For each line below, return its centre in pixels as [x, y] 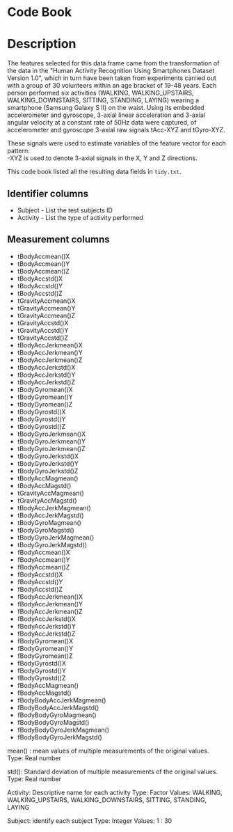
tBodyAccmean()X [43, 256]
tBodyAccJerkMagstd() [51, 515]
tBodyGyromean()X [45, 389]
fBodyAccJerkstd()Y [47, 626]
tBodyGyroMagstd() [46, 530]
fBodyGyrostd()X [41, 663]
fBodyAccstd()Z [40, 589]
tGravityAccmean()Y [46, 308]
